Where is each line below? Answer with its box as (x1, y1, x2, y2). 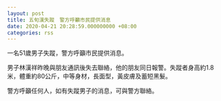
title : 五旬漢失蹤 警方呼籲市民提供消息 (7, 16, 112, 23)
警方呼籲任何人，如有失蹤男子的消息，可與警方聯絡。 (7, 87, 158, 95)
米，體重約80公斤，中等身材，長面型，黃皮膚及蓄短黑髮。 (7, 72, 172, 80)
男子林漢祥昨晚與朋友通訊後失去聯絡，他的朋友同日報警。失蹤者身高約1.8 (7, 63, 215, 72)
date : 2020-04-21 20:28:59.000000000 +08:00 (7, 23, 137, 30)
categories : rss (7, 29, 54, 36)
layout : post (7, 10, 45, 17)
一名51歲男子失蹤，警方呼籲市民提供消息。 (7, 49, 128, 57)
